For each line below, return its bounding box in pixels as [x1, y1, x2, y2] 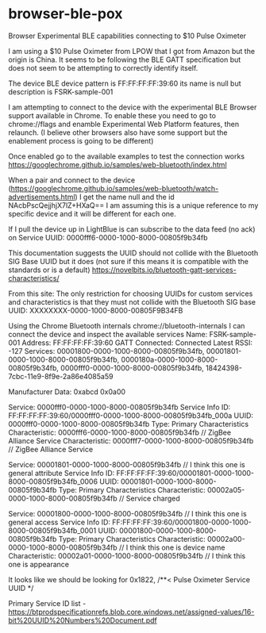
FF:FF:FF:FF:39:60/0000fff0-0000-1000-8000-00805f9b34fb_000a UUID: [8, 410, 254, 420]
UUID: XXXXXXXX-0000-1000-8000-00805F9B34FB [8, 305, 183, 315]
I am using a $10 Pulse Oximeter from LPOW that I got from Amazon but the [8, 46, 256, 56]
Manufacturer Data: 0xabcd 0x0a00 [8, 386, 125, 397]
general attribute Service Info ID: [8, 468, 115, 478]
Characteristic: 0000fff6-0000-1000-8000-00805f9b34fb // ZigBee [8, 428, 232, 437]
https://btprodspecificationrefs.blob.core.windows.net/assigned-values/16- [8, 607, 255, 616]
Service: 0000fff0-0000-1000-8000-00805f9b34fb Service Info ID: [8, 402, 231, 412]
